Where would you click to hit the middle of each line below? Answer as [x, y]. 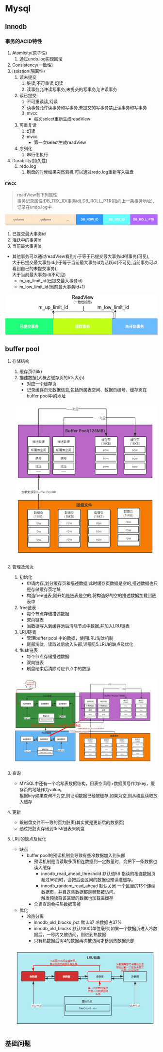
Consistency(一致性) [33, 65]
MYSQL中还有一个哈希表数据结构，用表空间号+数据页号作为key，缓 [87, 783]
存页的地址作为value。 [42, 789]
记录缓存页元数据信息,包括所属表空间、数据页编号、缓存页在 [87, 390]
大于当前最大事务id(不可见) [39, 275]
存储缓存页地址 [46, 589]
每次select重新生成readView [62, 119]
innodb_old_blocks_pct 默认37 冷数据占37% [78, 922]
